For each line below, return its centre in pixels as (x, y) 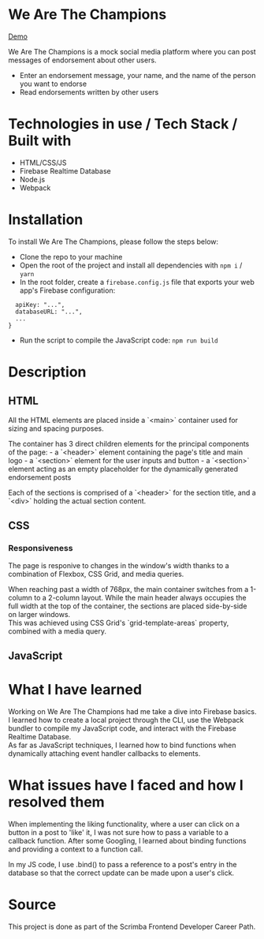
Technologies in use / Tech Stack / (123, 124)
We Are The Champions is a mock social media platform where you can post (132, 51)
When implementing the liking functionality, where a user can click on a (124, 824)
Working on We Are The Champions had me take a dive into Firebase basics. (132, 711)
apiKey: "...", (40, 305)
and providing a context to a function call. (76, 849)
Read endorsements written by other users (89, 92)
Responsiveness (41, 548)
